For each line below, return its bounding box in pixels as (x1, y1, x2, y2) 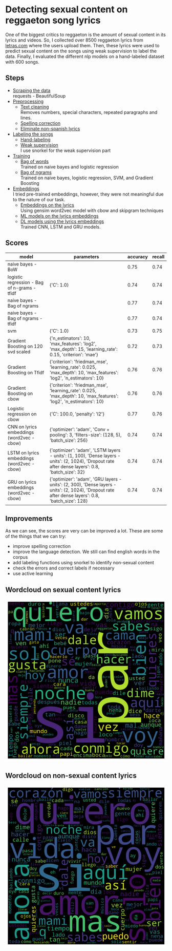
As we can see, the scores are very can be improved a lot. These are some (5, 528, 163, 534)
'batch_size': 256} (49, 438, 88, 444)
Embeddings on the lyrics (20, 202, 74, 208)
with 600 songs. (5, 59, 39, 65)
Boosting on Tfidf (7, 369, 45, 375)
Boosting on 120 (7, 343, 43, 350)
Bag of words (20, 158, 49, 164)
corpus (12, 554, 28, 560)
